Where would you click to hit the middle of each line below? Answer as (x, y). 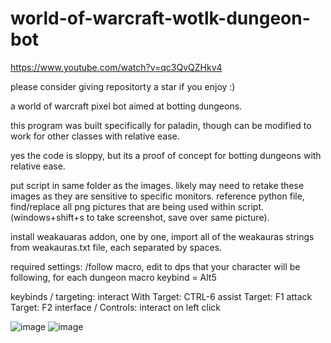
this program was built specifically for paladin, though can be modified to (161, 125)
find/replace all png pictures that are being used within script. (137, 206)
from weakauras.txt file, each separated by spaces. (116, 247)
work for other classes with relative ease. (95, 136)
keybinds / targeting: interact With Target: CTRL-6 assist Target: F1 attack (161, 296)
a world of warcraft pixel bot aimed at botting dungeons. (126, 106)
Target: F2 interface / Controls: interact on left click (116, 307)
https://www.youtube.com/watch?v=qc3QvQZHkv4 (116, 67)
